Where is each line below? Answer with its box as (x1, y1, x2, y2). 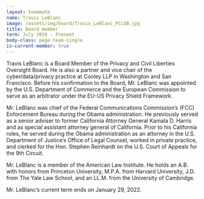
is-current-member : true (6, 43, 69, 49)
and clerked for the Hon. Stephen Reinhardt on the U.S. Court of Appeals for (6, 143, 198, 150)
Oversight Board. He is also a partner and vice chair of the (6, 66, 152, 73)
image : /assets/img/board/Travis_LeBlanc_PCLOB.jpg (6, 20, 140, 26)
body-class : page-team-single (6, 37, 83, 43)
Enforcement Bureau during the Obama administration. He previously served (6, 110, 199, 118)
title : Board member (6, 26, 59, 32)
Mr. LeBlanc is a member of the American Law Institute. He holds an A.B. (6, 161, 189, 168)
